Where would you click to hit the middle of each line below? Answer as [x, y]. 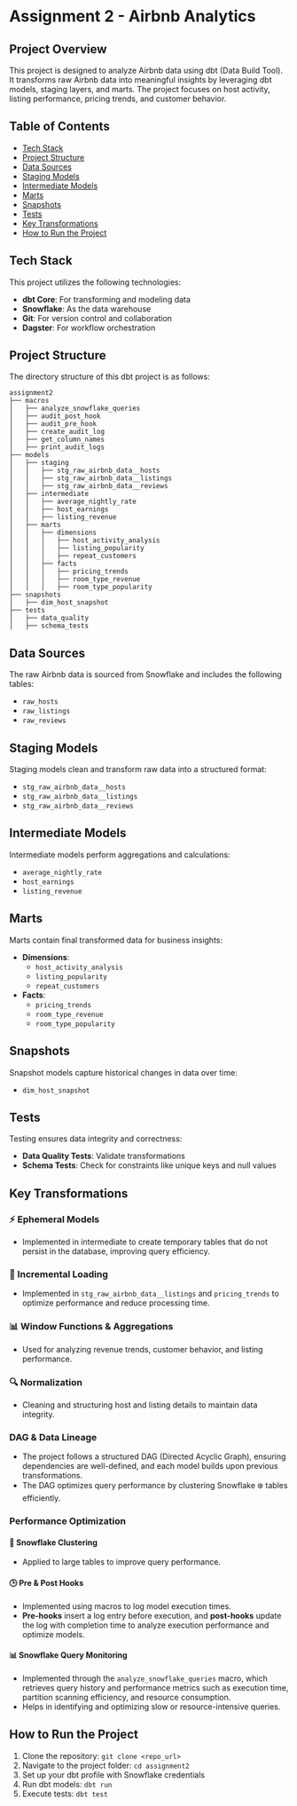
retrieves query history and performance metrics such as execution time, [155, 1687]
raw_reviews [44, 721]
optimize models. [54, 1634]
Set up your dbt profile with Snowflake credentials [113, 1774]
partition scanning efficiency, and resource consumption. [126, 1697]
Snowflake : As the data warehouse [86, 309]
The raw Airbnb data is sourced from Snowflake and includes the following [145, 674]
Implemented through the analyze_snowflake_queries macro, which [145, 1678]
